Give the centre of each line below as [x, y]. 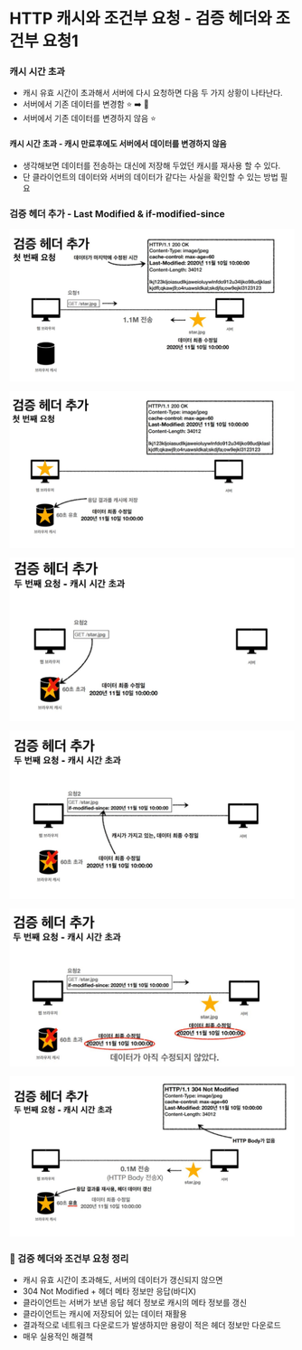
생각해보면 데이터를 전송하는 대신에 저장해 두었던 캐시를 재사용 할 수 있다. [151, 165]
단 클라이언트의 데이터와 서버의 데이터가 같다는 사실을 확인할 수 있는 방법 [150, 176]
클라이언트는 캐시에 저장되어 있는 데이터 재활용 [104, 1314]
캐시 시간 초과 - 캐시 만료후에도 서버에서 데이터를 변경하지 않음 [118, 144]
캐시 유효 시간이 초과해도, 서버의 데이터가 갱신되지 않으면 [123, 1280]
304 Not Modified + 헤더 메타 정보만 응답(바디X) [109, 1291]
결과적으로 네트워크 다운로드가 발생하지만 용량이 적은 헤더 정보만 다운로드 [152, 1326]
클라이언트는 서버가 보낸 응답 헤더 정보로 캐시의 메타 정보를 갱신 [134, 1303]
